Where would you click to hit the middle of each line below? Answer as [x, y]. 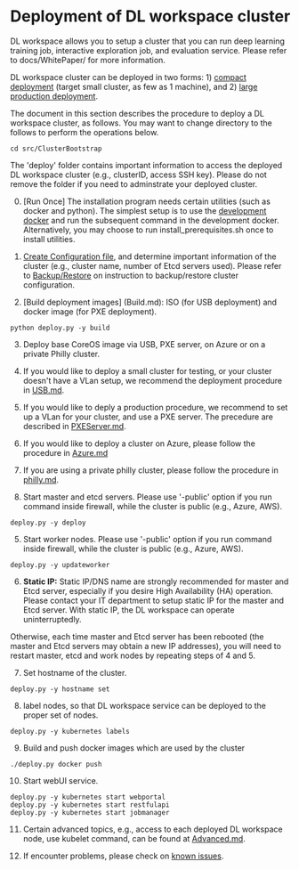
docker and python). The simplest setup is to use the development [145, 210]
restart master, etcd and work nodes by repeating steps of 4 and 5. [133, 655]
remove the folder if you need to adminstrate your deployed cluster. [133, 183]
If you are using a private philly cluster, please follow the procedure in [150, 470]
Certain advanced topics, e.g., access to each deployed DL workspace [153, 829]
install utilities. [49, 239]
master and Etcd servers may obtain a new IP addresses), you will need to [145, 646]
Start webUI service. [61, 780]
